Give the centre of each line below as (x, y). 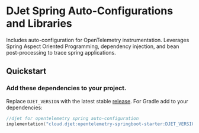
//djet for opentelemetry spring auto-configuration (73, 118)
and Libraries (39, 23)
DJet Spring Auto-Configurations (90, 11)
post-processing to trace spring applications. (61, 52)
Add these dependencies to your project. (66, 88)
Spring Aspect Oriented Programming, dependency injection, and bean (93, 46)
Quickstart (26, 72)
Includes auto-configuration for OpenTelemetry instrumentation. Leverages (98, 40)
